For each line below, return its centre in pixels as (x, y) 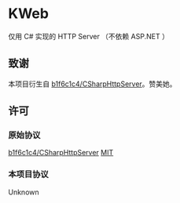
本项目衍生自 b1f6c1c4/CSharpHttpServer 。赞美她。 (92, 84)
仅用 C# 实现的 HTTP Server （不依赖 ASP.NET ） (88, 36)
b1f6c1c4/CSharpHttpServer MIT (61, 153)
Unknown (24, 192)
